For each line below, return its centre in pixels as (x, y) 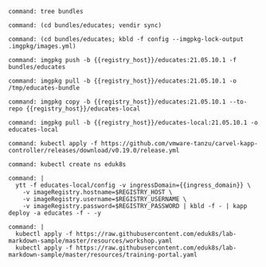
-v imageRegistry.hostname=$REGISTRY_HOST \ (98, 192)
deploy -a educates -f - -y (55, 213)
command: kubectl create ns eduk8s (67, 164)
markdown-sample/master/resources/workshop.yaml (90, 241)
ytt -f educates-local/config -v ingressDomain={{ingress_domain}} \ (133, 185)
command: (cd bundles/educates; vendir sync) (85, 25)
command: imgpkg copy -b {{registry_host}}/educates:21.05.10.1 (117, 102)
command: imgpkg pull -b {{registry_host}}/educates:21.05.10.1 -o (123, 81)
